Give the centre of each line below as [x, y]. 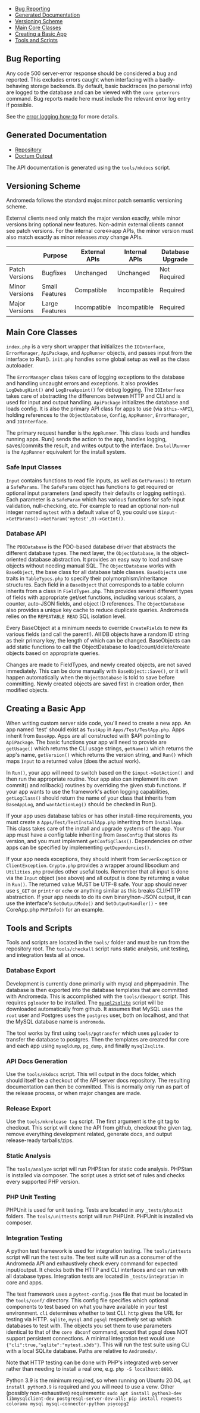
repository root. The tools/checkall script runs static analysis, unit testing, [98, 949]
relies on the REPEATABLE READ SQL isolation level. [66, 616]
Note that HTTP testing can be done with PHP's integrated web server [92, 1362]
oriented [16, 559]
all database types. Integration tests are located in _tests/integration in [95, 1276]
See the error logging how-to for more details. [62, 116]
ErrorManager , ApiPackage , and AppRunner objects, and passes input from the [99, 353]
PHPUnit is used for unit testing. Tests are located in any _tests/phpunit [95, 1210]
